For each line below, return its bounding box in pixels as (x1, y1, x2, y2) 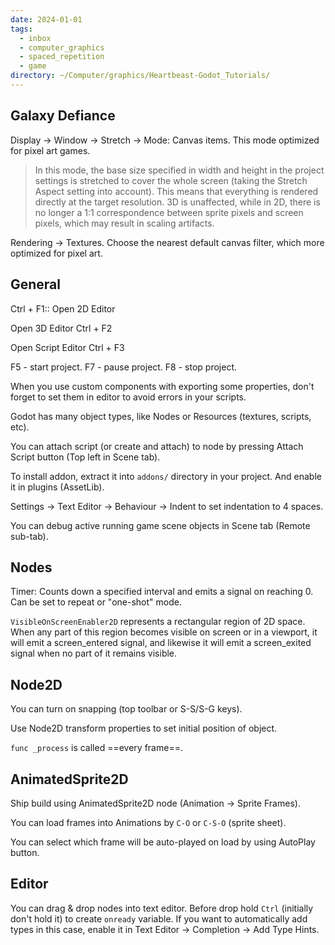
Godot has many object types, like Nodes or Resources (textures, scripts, (10, 410, 312, 422)
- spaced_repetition (19, 52, 105, 62)
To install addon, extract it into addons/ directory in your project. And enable (10, 470, 322, 482)
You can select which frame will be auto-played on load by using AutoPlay (10, 836, 316, 848)
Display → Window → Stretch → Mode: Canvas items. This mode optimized (10, 134, 320, 146)
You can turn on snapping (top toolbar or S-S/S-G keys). (10, 703, 243, 715)
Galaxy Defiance (10, 107, 116, 125)
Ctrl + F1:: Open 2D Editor (10, 302, 116, 315)
